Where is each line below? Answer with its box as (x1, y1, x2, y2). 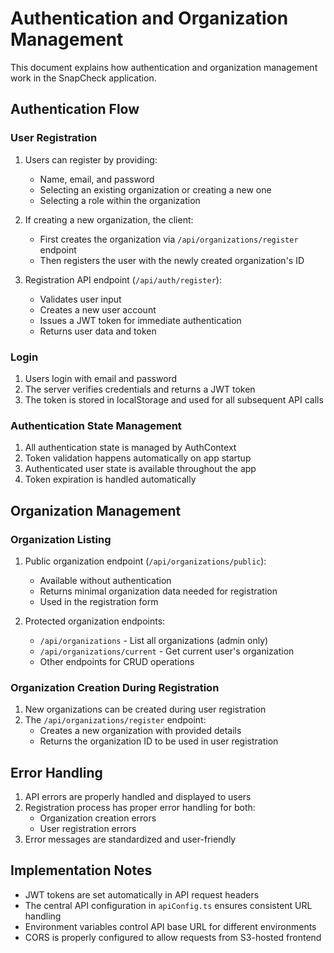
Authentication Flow (10, 101, 140, 118)
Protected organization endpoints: (24, 615, 166, 627)
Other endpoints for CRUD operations (39, 655, 195, 667)
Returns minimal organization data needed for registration (39, 585, 278, 597)
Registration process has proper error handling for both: (24, 802, 256, 814)
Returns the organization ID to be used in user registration (39, 735, 279, 747)
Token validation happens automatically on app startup (24, 452, 252, 464)
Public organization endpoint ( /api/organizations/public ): (24, 555, 267, 567)
